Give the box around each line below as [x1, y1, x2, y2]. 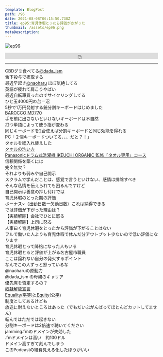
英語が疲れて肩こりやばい [5, 86, 56, 92]
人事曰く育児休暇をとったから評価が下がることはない [5, 225, 112, 231]
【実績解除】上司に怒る [5, 219, 52, 225]
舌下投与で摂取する [5, 74, 44, 80]
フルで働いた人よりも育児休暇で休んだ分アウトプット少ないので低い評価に [5, 232, 154, 237]
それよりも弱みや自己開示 [5, 171, 56, 176]
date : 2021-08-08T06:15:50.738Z [5, 16, 70, 21]
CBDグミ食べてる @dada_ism [5, 68, 63, 73]
